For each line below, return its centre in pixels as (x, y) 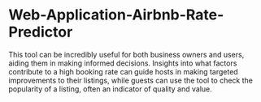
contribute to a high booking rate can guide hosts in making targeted (123, 71)
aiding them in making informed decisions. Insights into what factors (123, 63)
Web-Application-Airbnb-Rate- (116, 15)
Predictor (41, 32)
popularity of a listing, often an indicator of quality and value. (111, 89)
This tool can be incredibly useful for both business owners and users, (126, 54)
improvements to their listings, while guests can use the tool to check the (131, 80)
